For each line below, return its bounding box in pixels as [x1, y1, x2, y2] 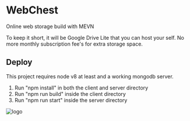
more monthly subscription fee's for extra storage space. [6, 40, 143, 47]
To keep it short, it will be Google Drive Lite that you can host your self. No [6, 34, 185, 41]
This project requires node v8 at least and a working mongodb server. [6, 72, 174, 79]
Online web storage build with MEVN [6, 23, 94, 30]
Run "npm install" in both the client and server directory [14, 84, 149, 91]
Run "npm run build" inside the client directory [14, 90, 126, 97]
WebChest [6, 4, 58, 17]
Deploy [6, 57, 33, 67]
